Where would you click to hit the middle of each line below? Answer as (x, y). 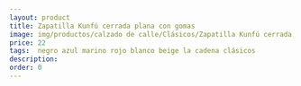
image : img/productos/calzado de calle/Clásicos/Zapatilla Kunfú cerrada (151, 34)
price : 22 (28, 43)
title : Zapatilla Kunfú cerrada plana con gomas (102, 26)
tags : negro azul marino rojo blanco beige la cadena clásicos (132, 51)
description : (34, 59)
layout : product (40, 17)
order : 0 (26, 68)
